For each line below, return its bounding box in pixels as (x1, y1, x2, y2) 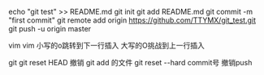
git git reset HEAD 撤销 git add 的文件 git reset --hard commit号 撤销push (8, 58, 253, 67)
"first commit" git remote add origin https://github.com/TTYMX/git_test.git (8, 15, 256, 25)
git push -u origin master (8, 24, 92, 33)
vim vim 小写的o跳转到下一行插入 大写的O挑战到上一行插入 (8, 40, 205, 50)
